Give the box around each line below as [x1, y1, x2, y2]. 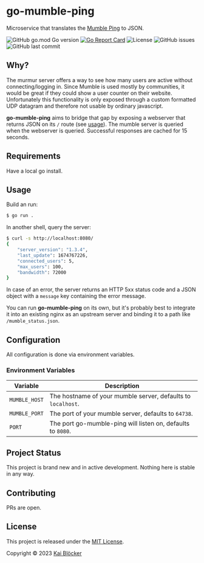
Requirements [6, 151, 61, 162]
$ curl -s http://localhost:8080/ [6, 235, 94, 241]
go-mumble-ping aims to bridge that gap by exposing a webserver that [6, 114, 186, 121]
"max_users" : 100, [17, 263, 64, 270]
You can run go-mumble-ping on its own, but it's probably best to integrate [6, 304, 195, 311]
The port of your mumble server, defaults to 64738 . [49, 409, 193, 418]
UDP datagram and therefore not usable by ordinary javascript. [6, 102, 164, 109]
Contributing [6, 488, 56, 498]
